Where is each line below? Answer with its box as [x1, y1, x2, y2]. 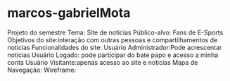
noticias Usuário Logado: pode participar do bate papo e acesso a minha [7, 51, 219, 59]
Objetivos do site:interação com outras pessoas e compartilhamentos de [7, 35, 218, 44]
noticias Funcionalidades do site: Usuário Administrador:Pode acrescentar [7, 43, 222, 51]
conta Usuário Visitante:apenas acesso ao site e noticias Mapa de [7, 58, 198, 66]
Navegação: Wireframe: [7, 66, 76, 74]
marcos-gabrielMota [7, 5, 131, 21]
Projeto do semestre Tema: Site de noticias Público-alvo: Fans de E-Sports [7, 28, 224, 37]
